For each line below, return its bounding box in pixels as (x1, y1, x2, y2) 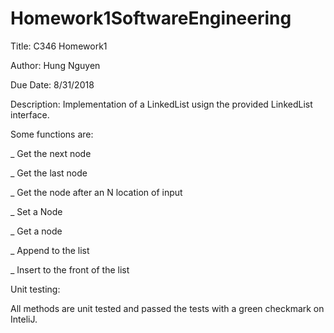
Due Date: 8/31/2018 (10, 78, 95, 91)
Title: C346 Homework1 (10, 40, 108, 52)
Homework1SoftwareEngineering (10, 7, 292, 30)
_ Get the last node (10, 167, 88, 179)
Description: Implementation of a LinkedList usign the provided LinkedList (10, 98, 313, 110)
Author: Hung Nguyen (10, 59, 101, 71)
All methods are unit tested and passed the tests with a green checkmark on (10, 302, 325, 314)
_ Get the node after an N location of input (10, 186, 183, 198)
